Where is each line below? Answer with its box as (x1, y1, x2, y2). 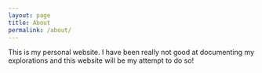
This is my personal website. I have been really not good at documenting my (8, 48, 255, 57)
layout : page (8, 11, 51, 20)
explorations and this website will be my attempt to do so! (8, 56, 195, 65)
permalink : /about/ (8, 26, 72, 34)
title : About (8, 19, 51, 27)
